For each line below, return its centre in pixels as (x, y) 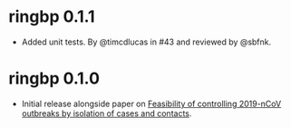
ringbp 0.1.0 (54, 79)
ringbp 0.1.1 (52, 17)
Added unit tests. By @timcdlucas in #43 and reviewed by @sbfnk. (146, 42)
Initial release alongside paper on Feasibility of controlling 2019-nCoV (151, 103)
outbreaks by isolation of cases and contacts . (107, 113)
